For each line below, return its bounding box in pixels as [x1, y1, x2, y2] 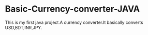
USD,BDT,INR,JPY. [5, 24, 42, 30]
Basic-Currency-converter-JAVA [5, 3, 140, 15]
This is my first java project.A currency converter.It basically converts [5, 19, 144, 25]
